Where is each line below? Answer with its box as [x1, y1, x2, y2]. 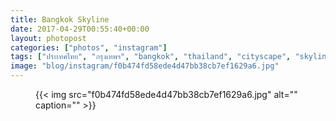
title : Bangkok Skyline [10, 14, 110, 25]
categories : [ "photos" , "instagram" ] [10, 42, 168, 53]
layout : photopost [10, 33, 87, 43]
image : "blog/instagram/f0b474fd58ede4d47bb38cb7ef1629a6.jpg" [10, 61, 280, 71]
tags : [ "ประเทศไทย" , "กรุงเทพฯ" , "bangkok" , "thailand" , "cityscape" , [10, 52, 292, 62]
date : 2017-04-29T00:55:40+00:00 [10, 24, 150, 34]
